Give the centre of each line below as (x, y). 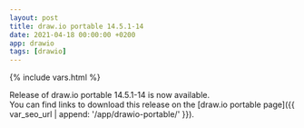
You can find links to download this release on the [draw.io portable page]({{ (152, 104)
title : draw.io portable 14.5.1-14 (77, 26)
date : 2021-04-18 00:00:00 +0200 (73, 34)
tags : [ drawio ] (38, 52)
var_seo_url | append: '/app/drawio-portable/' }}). (102, 114)
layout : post (34, 18)
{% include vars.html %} (55, 77)
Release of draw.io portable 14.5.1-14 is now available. (110, 95)
